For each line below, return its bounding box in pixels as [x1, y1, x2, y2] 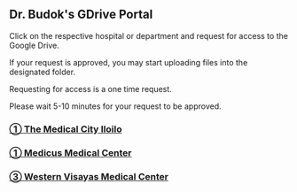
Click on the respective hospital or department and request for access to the [9, 30, 288, 41]
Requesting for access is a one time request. [9, 83, 173, 94]
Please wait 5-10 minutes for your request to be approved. [9, 101, 222, 111]
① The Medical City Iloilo [9, 123, 122, 135]
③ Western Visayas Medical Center [9, 170, 168, 182]
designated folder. [9, 66, 76, 77]
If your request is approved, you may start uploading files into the [9, 57, 248, 67]
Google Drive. [9, 40, 60, 50]
